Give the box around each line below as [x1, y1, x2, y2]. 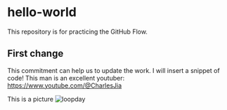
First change [7, 48, 64, 60]
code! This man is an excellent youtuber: [7, 74, 125, 82]
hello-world [7, 4, 77, 20]
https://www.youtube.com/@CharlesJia [7, 81, 122, 90]
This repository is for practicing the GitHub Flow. [7, 27, 148, 36]
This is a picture [7, 95, 54, 103]
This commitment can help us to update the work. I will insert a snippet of [7, 66, 220, 74]
